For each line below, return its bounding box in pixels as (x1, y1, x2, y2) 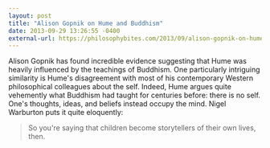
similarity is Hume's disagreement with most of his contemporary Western (8, 73, 254, 83)
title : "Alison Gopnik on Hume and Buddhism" (8, 19, 163, 27)
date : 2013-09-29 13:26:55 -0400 (8, 27, 121, 35)
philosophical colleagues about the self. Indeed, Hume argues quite (8, 82, 231, 92)
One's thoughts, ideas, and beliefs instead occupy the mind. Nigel (8, 99, 227, 109)
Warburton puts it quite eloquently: (8, 108, 124, 117)
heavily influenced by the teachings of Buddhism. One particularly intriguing (8, 65, 260, 75)
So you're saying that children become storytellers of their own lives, (27, 123, 256, 133)
